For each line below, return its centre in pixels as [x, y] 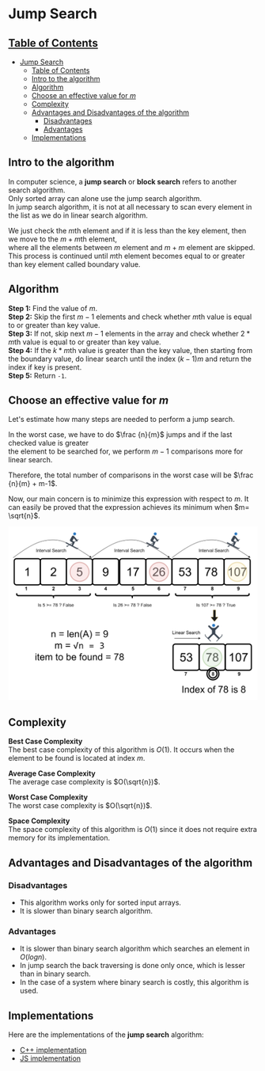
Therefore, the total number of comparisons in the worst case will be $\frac [131, 475]
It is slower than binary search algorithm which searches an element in [135, 949]
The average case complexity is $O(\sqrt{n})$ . [84, 782]
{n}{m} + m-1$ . [33, 484]
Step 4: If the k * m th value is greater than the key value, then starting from [131, 350]
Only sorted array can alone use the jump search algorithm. [105, 198]
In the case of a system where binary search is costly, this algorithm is [134, 982]
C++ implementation [53, 1050]
